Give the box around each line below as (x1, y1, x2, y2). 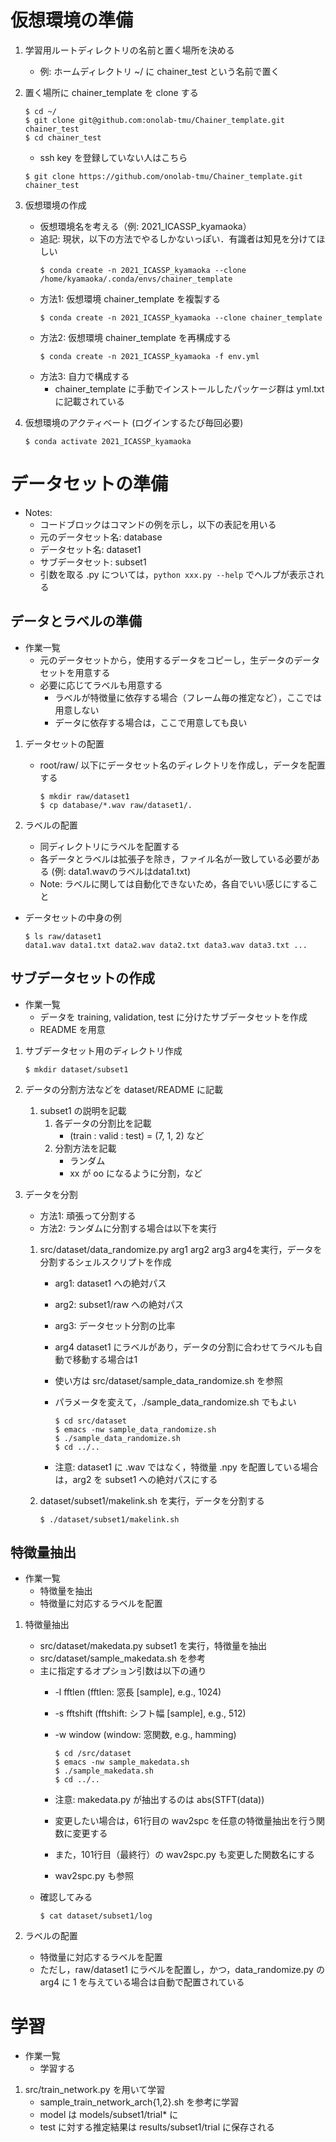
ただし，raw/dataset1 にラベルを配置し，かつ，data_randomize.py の (39, 1964, 325, 1976)
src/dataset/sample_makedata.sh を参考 (39, 1652, 206, 1665)
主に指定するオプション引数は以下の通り (39, 1665, 207, 1677)
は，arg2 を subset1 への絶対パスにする (54, 1473, 218, 1485)
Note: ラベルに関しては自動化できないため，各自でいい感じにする (39, 877, 310, 890)
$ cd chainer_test (24, 132, 102, 143)
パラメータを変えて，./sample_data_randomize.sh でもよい (54, 1396, 297, 1408)
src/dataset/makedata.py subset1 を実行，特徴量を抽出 (39, 1640, 267, 1652)
